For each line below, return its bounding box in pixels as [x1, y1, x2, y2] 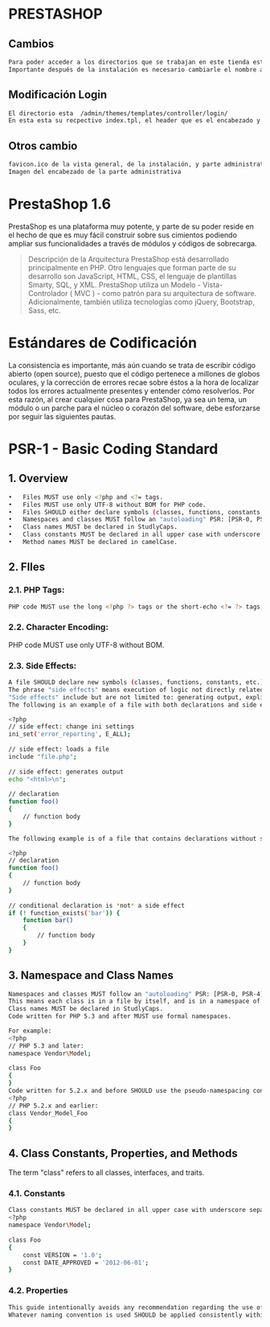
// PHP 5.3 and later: [8, 1041, 84, 1050]
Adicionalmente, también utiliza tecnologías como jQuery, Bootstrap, [27, 297, 256, 307]
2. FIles [8, 560, 46, 574]
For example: [8, 1027, 52, 1035]
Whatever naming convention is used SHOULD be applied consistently [8, 1311, 243, 1319]
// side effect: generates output [8, 768, 125, 776]
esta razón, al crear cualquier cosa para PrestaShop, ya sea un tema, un [8, 394, 247, 404]
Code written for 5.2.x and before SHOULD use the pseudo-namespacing [8, 1087, 250, 1095]
